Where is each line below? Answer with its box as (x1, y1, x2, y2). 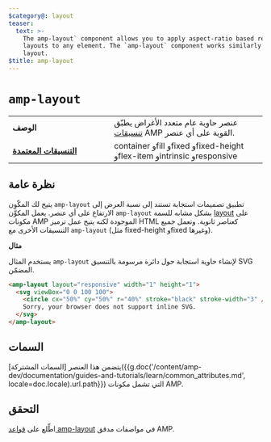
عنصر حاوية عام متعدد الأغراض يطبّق (114, 116, 238, 128)
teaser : (8, 19, 35, 27)
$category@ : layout (8, 11, 74, 20)
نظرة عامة (8, 178, 56, 192)
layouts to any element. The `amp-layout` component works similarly (23, 42, 262, 50)
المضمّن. (8, 264, 35, 275)
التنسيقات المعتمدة (12, 145, 77, 156)
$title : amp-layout (8, 57, 74, 65)
